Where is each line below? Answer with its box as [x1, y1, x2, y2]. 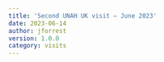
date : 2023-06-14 [8, 19, 67, 27]
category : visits [8, 42, 67, 50]
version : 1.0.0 [8, 34, 60, 43]
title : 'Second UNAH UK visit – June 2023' [8, 11, 158, 20]
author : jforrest [8, 27, 67, 35]
